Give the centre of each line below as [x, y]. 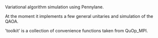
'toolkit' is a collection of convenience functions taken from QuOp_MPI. [77, 31]
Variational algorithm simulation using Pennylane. [54, 7]
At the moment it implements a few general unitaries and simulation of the [79, 16]
